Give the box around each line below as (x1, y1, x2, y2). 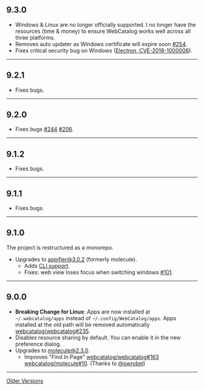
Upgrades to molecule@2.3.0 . (15, 346, 90, 354)
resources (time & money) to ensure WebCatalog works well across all (15, 27, 191, 35)
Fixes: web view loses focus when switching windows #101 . (24, 269, 173, 276)
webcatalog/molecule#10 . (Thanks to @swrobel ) (24, 360, 146, 367)
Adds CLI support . (24, 262, 70, 269)
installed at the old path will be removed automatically (15, 321, 150, 328)
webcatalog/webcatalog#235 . (15, 327, 90, 335)
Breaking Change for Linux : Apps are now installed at (15, 308, 151, 315)
